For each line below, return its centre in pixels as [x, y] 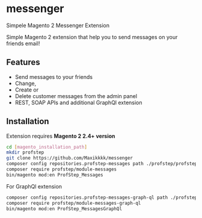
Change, [26, 83]
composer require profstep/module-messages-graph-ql [74, 203]
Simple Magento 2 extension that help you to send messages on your [92, 37]
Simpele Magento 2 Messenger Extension [58, 25]
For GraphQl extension [34, 186]
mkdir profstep [25, 152]
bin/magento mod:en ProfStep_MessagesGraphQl [64, 209]
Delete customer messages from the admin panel [76, 96]
